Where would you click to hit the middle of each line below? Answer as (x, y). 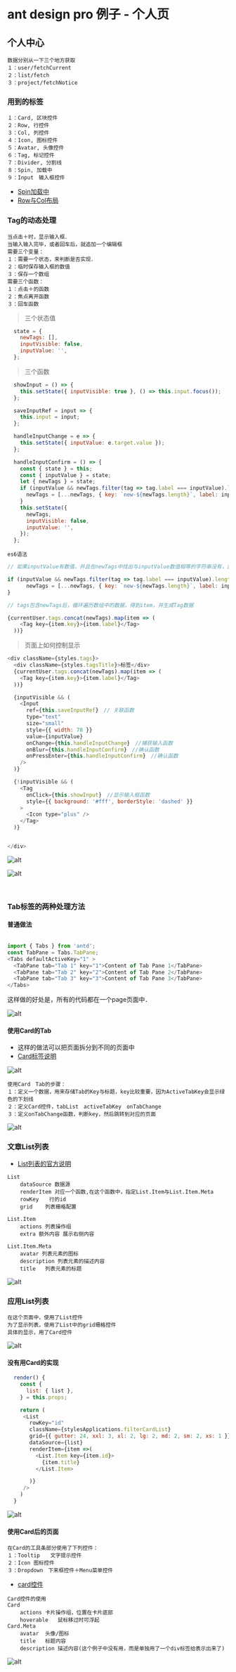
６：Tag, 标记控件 (31, 155)
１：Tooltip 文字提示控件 (45, 1556)
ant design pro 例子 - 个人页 (88, 14)
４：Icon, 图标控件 (33, 141)
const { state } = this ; (56, 469)
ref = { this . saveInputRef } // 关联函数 (80, 710)
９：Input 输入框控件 (36, 178)
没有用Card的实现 (33, 1362)
